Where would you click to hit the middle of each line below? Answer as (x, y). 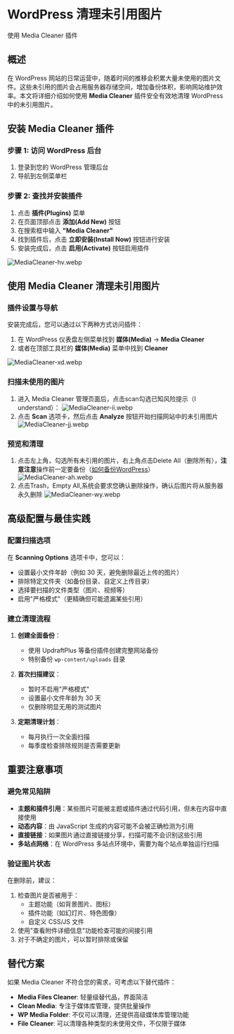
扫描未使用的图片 (36, 382)
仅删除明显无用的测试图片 (65, 707)
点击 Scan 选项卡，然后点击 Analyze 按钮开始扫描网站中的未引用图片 (118, 416)
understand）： (39, 407)
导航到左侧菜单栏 (42, 176)
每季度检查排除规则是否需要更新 (74, 745)
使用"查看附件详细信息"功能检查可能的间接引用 (85, 930)
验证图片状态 (29, 863)
